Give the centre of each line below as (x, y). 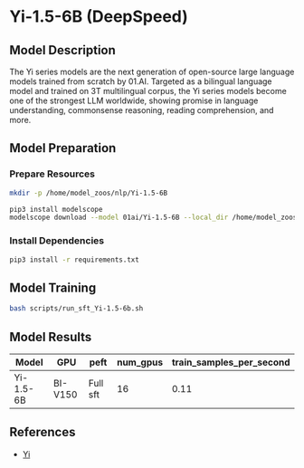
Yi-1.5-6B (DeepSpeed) (99, 17)
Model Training (53, 287)
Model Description (62, 50)
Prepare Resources (52, 174)
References (43, 432)
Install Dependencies (57, 241)
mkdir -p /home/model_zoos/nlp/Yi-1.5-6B (89, 193)
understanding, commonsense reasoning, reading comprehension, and (142, 110)
